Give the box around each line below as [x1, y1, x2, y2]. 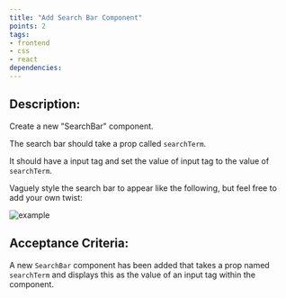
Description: [9, 96, 81, 113]
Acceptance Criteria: [9, 236, 129, 251]
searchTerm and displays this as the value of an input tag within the [9, 269, 256, 280]
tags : [9, 30, 30, 39]
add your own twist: [9, 192, 83, 203]
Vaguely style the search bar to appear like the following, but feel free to [9, 182, 277, 194]
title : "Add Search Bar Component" [9, 13, 143, 23]
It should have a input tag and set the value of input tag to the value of [9, 155, 270, 167]
